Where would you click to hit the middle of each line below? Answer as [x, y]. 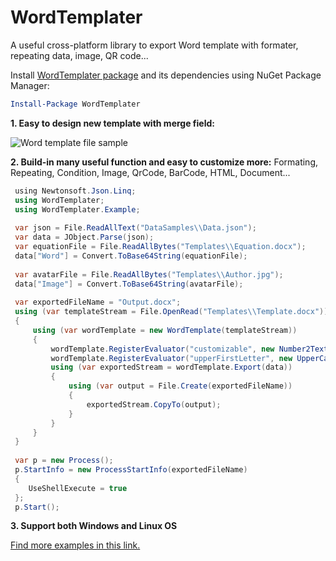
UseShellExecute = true [78, 488]
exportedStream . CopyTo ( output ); [154, 404]
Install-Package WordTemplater [75, 104]
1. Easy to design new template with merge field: [112, 123]
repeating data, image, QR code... [79, 55]
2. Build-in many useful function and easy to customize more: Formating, [164, 162]
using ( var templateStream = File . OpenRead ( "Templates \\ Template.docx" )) [171, 312]
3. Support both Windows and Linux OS [94, 526]
